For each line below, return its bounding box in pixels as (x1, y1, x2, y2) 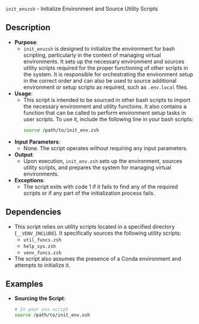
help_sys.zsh (23, 243, 57, 249)
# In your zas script (14, 307, 69, 313)
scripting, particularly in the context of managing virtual (23, 51, 161, 59)
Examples (5, 279, 43, 289)
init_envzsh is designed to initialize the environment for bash (23, 45, 176, 52)
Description (5, 22, 51, 33)
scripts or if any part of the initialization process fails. (23, 189, 155, 197)
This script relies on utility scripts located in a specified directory (14, 223, 175, 230)
